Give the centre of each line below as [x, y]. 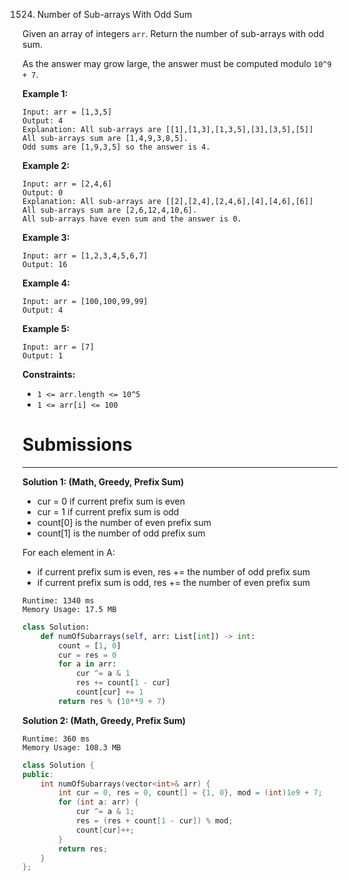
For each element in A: [68, 552]
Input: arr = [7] [58, 347]
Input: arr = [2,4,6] [67, 184]
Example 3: [46, 237]
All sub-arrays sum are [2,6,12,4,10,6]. [110, 210]
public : [38, 774]
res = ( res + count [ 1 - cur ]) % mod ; [154, 821]
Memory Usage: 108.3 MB [72, 747]
